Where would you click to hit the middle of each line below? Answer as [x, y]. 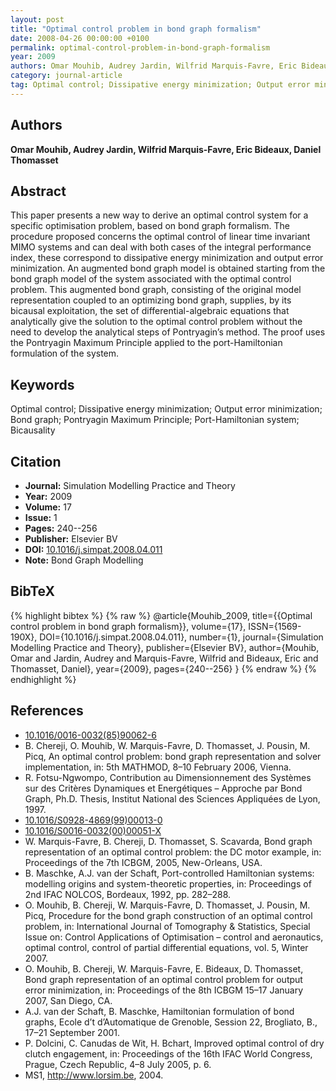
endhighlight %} [43, 679]
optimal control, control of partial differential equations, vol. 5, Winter [166, 947]
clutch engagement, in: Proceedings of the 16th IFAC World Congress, [168, 1053]
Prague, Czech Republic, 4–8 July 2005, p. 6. [118, 1064]
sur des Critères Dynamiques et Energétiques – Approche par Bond [163, 788]
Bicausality [33, 430]
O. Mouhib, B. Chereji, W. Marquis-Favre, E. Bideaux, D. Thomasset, [164, 968]
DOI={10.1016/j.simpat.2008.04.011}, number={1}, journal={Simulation [181, 637]
